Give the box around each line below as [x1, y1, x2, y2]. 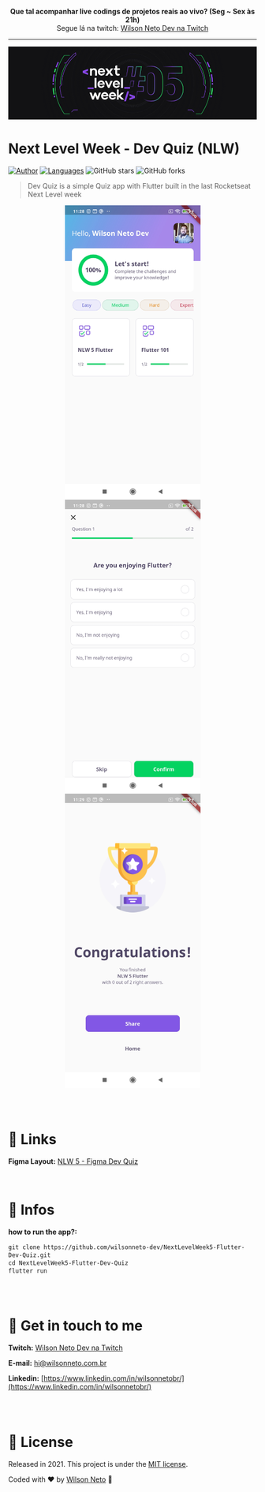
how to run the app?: [8, 1227, 77, 1236]
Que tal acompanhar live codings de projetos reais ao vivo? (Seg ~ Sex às [9, 7, 256, 16]
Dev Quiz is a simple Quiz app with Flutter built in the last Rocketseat [27, 181, 251, 191]
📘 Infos [8, 1201, 55, 1219]
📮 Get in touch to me [8, 1317, 144, 1335]
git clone [8, 1243, 41, 1251]
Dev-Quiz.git [8, 1251, 51, 1259]
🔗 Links [8, 1131, 57, 1149]
